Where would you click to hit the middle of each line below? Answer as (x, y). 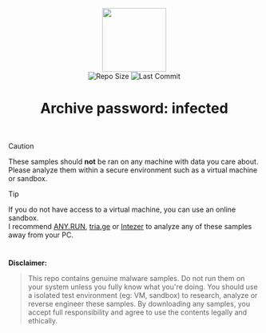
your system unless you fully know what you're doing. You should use (143, 287)
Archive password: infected (134, 109)
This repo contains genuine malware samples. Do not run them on (136, 279)
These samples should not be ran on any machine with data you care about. (133, 161)
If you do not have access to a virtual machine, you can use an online (122, 209)
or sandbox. (28, 178)
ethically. (43, 321)
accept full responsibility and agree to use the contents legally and (137, 312)
